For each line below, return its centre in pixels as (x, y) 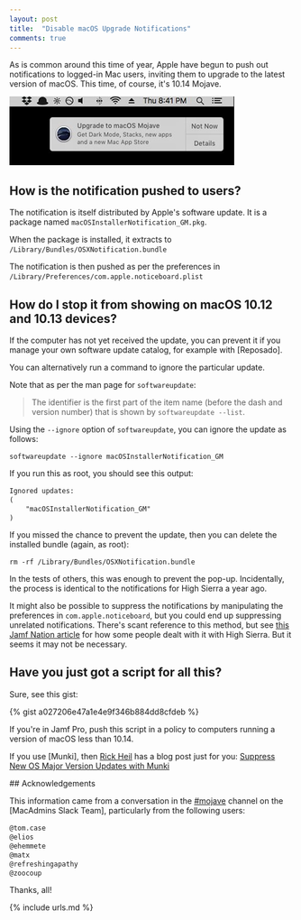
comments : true (38, 38)
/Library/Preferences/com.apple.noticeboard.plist (106, 277)
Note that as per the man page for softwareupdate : (103, 385)
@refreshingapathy (44, 864)
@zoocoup (26, 873)
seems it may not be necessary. (68, 644)
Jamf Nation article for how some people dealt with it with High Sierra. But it (150, 635)
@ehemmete (28, 846)
